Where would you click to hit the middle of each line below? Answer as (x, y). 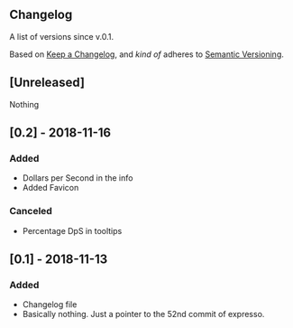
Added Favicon (50, 188)
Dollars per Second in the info (78, 178)
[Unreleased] (47, 83)
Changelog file (50, 305)
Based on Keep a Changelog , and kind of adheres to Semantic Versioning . (146, 54)
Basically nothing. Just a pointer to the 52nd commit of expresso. (143, 314)
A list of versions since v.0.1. (62, 36)
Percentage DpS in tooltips (72, 230)
